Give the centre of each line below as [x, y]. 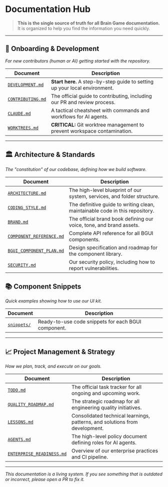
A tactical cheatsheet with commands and [100, 110]
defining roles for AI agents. [104, 442]
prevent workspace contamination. [92, 131]
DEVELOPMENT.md [26, 84]
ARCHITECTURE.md [27, 193]
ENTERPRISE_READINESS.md [37, 454]
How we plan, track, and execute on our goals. [53, 366]
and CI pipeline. [90, 457]
